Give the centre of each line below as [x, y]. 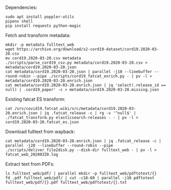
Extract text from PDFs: [30, 164]
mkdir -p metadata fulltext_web [40, 45]
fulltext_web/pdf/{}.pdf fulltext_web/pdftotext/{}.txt [66, 182]
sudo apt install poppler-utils [40, 17]
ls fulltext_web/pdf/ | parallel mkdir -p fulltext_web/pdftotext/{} [81, 174]
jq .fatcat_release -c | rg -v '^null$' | [90, 113]
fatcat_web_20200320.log [32, 155]
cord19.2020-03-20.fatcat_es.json [42, 122]
